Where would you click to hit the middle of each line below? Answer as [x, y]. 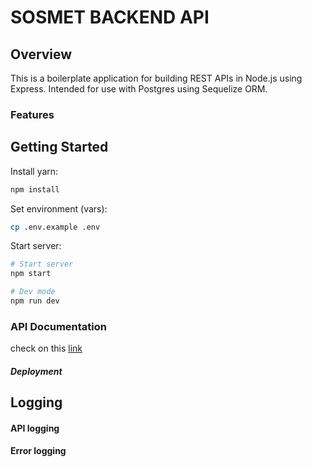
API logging [35, 428]
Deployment [36, 371]
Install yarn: [34, 171]
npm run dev [35, 301]
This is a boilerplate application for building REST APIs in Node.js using [156, 78]
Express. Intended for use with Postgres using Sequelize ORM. [139, 89]
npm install [35, 189]
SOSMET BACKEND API [110, 17]
